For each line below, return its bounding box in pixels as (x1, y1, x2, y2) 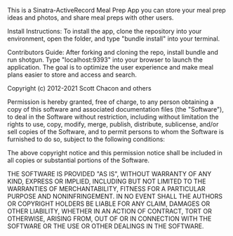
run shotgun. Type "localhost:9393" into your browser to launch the (7, 55, 204, 64)
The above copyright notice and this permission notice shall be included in (7, 149, 222, 157)
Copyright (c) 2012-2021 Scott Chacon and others (7, 84, 152, 92)
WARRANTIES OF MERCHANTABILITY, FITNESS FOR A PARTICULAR (7, 185, 206, 192)
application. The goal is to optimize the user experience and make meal (7, 63, 214, 71)
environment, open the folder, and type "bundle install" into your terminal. (7, 34, 220, 43)
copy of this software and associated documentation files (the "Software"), (7, 105, 225, 113)
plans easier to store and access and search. (7, 70, 137, 79)
